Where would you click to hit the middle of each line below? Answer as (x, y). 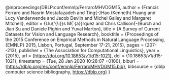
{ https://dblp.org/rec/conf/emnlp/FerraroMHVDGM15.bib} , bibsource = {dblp (85, 66)
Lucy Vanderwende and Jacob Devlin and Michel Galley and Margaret (78, 18)
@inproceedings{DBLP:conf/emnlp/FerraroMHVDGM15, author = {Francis (82, 7)
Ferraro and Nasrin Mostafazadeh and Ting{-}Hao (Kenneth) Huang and (80, 13)
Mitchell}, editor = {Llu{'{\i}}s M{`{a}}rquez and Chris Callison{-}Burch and (83, 23)
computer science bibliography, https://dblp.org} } (58, 72)
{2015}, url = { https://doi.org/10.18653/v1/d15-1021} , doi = (65, 56)
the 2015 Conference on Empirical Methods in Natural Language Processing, (85, 39)
